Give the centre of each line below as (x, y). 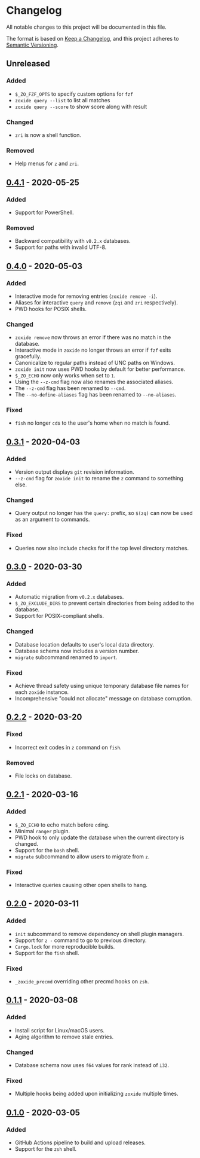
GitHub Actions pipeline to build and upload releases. (80, 1142)
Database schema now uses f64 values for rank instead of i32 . (92, 1065)
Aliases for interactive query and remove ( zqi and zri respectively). (96, 302)
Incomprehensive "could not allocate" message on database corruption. (103, 699)
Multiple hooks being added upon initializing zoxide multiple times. (96, 1094)
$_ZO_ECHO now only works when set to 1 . (65, 376)
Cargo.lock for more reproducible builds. (65, 946)
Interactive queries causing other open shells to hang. (81, 885)
